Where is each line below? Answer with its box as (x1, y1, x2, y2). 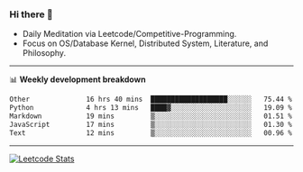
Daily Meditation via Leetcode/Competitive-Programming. (22, 29, 237, 40)
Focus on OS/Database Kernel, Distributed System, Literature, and (22, 38, 269, 49)
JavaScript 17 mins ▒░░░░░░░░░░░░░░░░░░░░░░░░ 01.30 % (9, 120, 293, 129)
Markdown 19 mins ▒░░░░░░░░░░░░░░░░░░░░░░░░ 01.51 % (9, 112, 293, 121)
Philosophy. (22, 48, 66, 59)
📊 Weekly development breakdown (9, 74, 146, 85)
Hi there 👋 (9, 8, 54, 21)
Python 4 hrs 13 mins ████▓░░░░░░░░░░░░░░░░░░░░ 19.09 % (9, 104, 293, 113)
